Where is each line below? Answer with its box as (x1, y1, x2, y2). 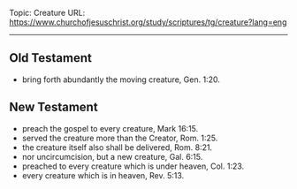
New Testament (9, 100, 99, 115)
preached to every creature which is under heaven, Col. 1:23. (21, 161, 245, 171)
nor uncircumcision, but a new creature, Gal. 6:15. (21, 151, 203, 162)
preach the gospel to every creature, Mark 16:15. (21, 123, 199, 133)
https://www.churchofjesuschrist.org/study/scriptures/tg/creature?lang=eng (9, 17, 287, 27)
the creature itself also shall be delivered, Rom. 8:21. (21, 141, 213, 153)
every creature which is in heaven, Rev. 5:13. (21, 170, 185, 180)
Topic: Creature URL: (9, 8, 86, 18)
